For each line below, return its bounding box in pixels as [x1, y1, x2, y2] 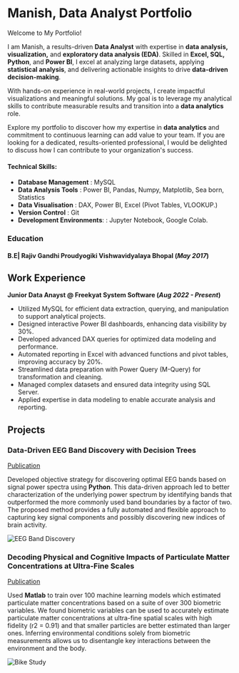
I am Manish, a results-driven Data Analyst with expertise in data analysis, [7, 42, 228, 51]
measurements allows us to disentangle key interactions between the [7, 637, 211, 645]
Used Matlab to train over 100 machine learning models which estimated [7, 591, 221, 600]
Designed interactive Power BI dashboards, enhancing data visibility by [17, 319, 227, 329]
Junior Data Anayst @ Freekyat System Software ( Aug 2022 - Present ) [7, 291, 221, 299]
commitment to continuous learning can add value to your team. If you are [7, 130, 225, 139]
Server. [17, 388, 39, 396]
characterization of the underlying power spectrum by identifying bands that [7, 490, 233, 499]
